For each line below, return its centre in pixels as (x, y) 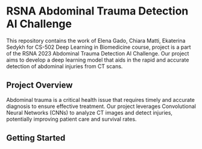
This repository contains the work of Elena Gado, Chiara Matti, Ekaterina (96, 40)
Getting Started (36, 138)
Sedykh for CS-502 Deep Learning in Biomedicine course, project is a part (99, 47)
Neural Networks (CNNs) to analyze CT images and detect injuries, (90, 112)
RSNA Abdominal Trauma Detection (97, 11)
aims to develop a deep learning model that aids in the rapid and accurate (98, 60)
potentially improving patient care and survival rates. (71, 119)
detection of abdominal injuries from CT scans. (65, 66)
